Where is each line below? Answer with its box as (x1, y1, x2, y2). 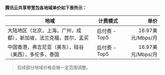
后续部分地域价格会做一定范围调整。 (17, 65, 91, 70)
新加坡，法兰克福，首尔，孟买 (20, 34, 89, 41)
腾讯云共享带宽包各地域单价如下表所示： (5, 5, 87, 10)
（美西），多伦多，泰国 (7, 51, 60, 58)
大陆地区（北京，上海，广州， (7, 27, 77, 34)
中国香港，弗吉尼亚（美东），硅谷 (7, 44, 84, 50)
